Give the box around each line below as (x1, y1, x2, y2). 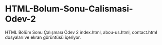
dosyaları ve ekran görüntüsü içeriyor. (5, 34, 81, 40)
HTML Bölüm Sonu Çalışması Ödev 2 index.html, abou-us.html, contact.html (5, 29, 157, 35)
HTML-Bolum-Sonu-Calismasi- (5, 3, 133, 14)
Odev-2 (5, 13, 36, 24)
